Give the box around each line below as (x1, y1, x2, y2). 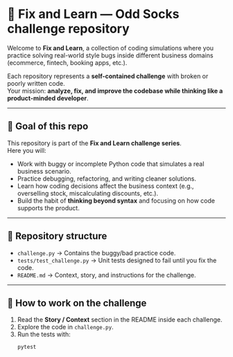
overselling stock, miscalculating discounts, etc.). (17, 189, 158, 197)
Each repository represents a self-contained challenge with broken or (7, 72, 209, 80)
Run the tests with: (17, 330, 71, 338)
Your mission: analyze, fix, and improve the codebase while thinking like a (7, 86, 223, 95)
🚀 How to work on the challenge (7, 297, 147, 309)
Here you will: (7, 146, 46, 154)
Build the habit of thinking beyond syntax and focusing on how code (17, 196, 215, 205)
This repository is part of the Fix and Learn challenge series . (7, 138, 182, 147)
